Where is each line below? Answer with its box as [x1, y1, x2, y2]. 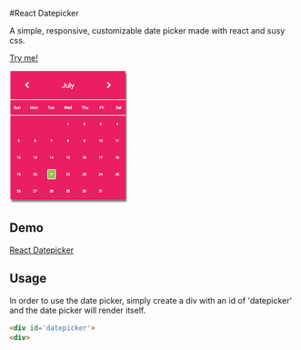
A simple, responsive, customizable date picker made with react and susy [9, 25, 286, 35]
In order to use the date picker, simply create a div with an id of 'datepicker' [9, 295, 293, 305]
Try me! [9, 53, 38, 63]
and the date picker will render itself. [9, 305, 146, 315]
